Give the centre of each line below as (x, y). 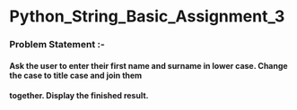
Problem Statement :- (57, 45)
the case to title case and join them (76, 75)
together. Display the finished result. (79, 96)
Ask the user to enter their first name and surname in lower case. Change (149, 65)
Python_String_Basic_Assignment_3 (147, 17)
